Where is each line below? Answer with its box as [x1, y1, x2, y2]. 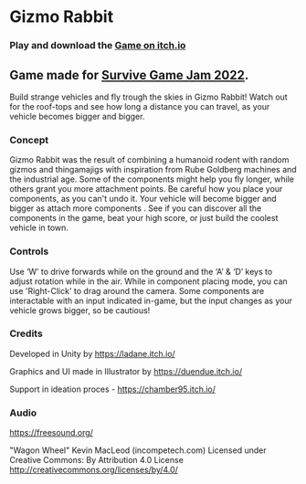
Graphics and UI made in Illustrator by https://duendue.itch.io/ [9, 365, 243, 376]
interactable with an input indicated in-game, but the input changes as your [9, 295, 292, 306]
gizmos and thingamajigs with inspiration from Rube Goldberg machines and [9, 164, 297, 175]
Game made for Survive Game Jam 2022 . [9, 67, 249, 83]
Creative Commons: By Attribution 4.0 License [9, 455, 185, 466]
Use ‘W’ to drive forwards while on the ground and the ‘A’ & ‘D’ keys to [9, 266, 273, 277]
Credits [9, 327, 43, 340]
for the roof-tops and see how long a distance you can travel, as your [9, 100, 270, 111]
